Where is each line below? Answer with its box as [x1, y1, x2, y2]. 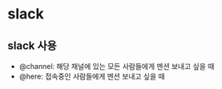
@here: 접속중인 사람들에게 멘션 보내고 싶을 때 [18, 71, 165, 81]
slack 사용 [7, 38, 57, 52]
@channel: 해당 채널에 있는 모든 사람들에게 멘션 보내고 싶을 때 [18, 62, 215, 71]
